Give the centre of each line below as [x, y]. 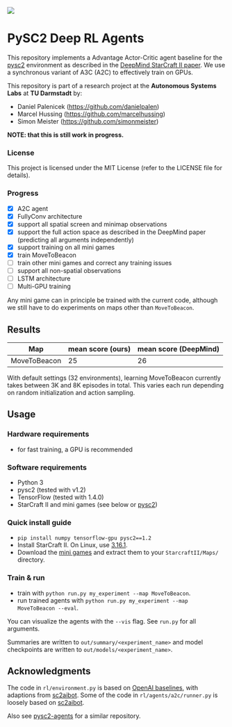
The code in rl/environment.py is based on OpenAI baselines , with [103, 688]
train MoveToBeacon [47, 255]
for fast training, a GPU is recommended [75, 449]
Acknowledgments [49, 671]
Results [24, 329]
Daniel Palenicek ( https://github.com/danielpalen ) [88, 106]
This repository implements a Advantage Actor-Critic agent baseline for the [115, 57]
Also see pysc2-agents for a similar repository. [74, 716]
